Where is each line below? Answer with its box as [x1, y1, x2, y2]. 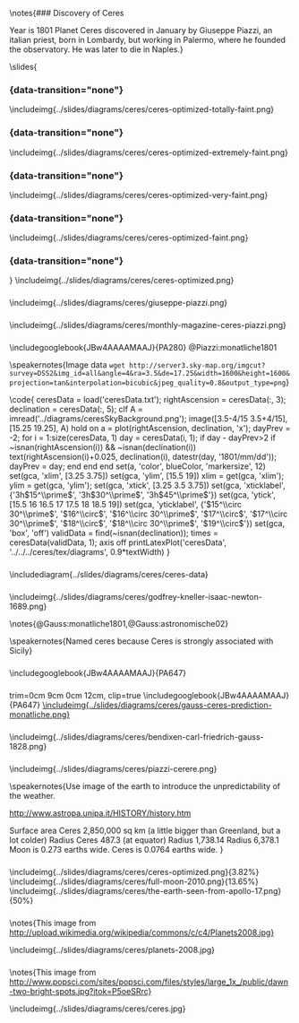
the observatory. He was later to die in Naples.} [9, 44, 184, 55]
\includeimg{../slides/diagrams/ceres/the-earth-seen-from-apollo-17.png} [9, 885, 282, 896]
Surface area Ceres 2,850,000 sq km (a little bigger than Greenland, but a [9, 825, 281, 836]
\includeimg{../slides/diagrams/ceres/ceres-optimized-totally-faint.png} [9, 104, 275, 115]
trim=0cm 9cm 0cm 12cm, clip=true [9, 689, 141, 700]
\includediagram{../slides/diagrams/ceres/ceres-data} [9, 569, 209, 580]
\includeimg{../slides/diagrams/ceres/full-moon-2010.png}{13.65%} [9, 876, 260, 887]
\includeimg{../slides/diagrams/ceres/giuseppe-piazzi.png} [9, 298, 228, 308]
